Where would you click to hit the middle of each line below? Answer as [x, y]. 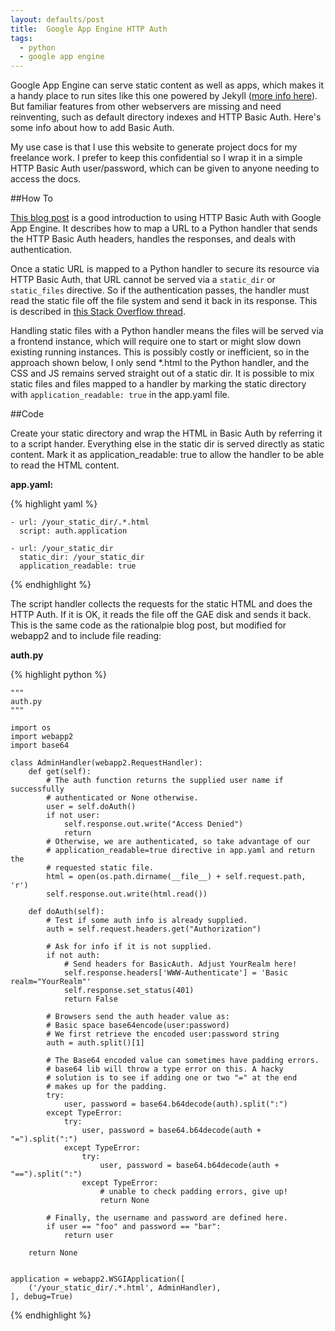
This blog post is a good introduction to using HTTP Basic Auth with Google [166, 218]
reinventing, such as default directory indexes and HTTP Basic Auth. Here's [166, 117]
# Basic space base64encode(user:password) [138, 1026]
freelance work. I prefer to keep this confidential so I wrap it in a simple [156, 158]
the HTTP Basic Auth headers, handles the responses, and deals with [153, 239]
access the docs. [46, 179]
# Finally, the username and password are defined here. [167, 1218]
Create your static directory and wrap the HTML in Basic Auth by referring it [166, 433]
